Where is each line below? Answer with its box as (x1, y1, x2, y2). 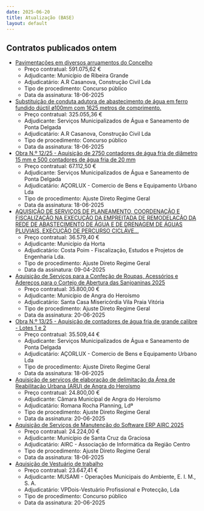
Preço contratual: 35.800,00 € (24, 286, 100, 293)
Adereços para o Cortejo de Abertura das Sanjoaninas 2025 (15, 279, 165, 286)
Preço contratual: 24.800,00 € (24, 389, 100, 396)
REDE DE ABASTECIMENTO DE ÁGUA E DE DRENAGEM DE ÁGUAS (15, 220, 183, 228)
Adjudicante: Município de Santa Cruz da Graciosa (24, 434, 151, 442)
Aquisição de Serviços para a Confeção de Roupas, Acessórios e (15, 272, 178, 280)
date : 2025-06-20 (6, 9, 50, 15)
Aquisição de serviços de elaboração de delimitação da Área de (15, 376, 175, 384)
